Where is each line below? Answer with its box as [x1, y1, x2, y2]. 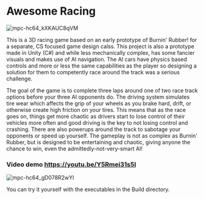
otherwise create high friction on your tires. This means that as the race [6, 106, 186, 113]
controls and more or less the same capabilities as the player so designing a [6, 62, 197, 69]
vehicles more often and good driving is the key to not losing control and [6, 119, 188, 126]
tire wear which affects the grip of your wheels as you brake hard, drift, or [6, 99, 192, 107]
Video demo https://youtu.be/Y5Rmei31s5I [6, 160, 136, 169]
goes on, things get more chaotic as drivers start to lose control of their [6, 113, 186, 120]
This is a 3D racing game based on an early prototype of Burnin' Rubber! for [6, 36, 197, 43]
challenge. [6, 75, 33, 82]
